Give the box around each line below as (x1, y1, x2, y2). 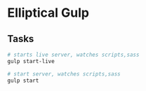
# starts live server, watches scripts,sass (7, 51, 140, 58)
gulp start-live (7, 57, 55, 64)
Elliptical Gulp (7, 5, 90, 21)
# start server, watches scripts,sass (7, 70, 121, 78)
